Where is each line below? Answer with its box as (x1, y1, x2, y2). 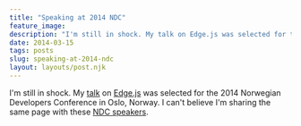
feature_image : (9, 21, 66, 30)
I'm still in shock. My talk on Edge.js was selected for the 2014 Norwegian (9, 87, 281, 98)
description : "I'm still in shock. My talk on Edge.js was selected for (9, 29, 287, 38)
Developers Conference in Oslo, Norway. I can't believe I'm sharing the (9, 97, 271, 107)
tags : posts (9, 46, 54, 55)
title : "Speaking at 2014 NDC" (9, 13, 126, 22)
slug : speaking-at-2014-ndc (9, 55, 115, 63)
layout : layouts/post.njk (9, 63, 106, 72)
